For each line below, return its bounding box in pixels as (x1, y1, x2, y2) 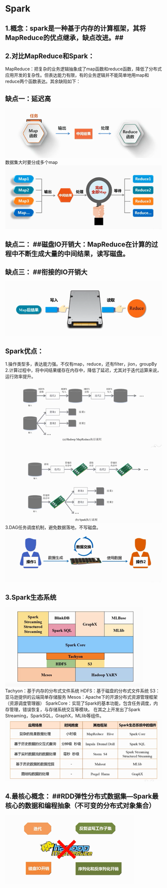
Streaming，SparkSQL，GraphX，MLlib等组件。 (5, 713, 104, 719)
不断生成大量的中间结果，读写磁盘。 (18, 250, 129, 258)
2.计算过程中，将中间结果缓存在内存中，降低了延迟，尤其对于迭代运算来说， (5, 367, 162, 374)
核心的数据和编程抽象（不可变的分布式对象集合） (5, 801, 156, 810)
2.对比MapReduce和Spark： (5, 52, 94, 60)
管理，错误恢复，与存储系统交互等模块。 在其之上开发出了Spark (9, 707, 141, 713)
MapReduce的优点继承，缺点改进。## (5, 33, 124, 42)
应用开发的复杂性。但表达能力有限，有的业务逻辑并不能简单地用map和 (5, 72, 149, 78)
